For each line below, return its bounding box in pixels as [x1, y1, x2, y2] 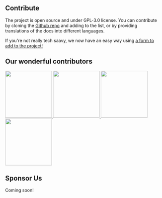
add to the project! [5, 42, 43, 49]
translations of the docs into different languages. [5, 27, 105, 34]
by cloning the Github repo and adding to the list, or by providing [5, 22, 138, 28]
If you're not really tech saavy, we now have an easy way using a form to [5, 37, 154, 43]
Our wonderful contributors [5, 57, 93, 66]
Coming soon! [5, 187, 34, 194]
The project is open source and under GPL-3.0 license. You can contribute [5, 17, 158, 23]
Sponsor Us [5, 174, 42, 183]
